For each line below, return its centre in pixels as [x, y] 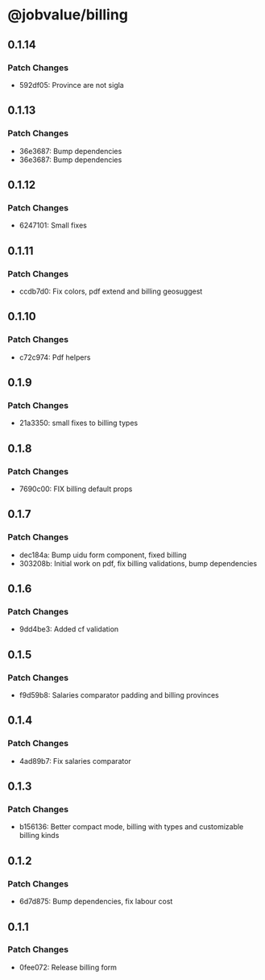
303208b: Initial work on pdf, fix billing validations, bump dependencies [138, 563]
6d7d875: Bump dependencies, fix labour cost [96, 902]
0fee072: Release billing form [68, 967]
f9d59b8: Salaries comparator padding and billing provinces [119, 695]
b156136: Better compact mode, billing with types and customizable [131, 827]
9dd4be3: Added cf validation [69, 629]
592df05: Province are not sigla [71, 85]
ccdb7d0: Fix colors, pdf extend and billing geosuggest [111, 291]
